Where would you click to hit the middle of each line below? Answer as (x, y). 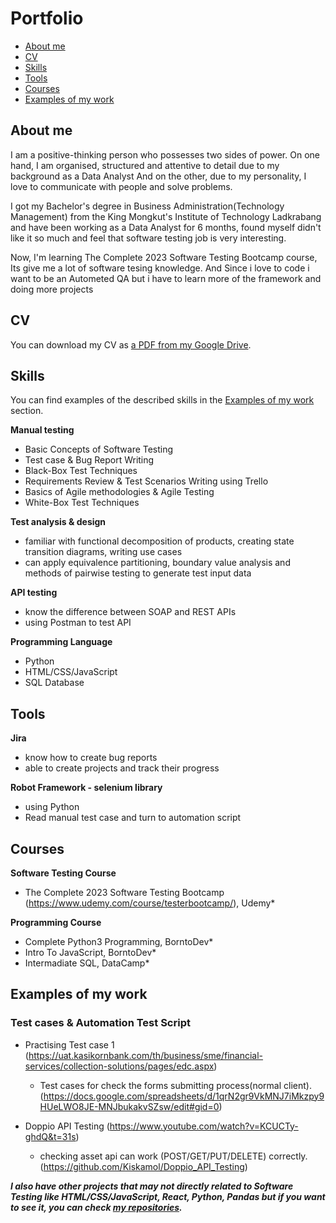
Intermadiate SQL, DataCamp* (87, 963)
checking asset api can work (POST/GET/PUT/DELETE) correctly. (173, 1156)
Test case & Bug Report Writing (89, 460)
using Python (52, 807)
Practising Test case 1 (69, 1044)
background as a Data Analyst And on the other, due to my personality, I (158, 176)
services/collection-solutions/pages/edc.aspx (119, 1066)
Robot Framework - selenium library (86, 788)
